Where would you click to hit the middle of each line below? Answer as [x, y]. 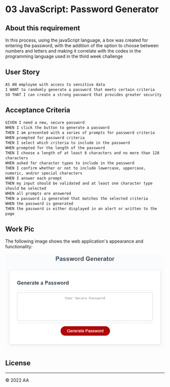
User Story [23, 72]
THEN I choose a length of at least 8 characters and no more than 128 [82, 153]
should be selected [26, 188]
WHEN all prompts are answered [38, 193]
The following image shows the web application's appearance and [74, 241]
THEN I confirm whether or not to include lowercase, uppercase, [75, 168]
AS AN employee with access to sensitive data [55, 85]
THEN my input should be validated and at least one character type [79, 183]
